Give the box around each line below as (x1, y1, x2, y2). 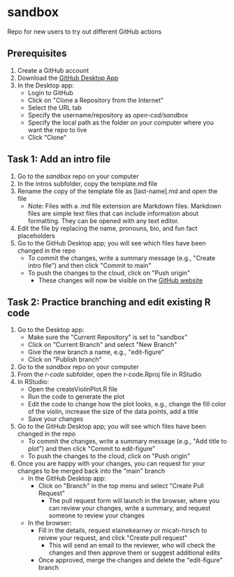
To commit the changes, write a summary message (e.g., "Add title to (27, 437, 227, 446)
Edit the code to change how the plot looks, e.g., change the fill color (27, 400, 226, 408)
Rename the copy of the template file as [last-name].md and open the (17, 187, 218, 195)
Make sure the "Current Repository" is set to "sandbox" (27, 333, 188, 341)
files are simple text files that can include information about (27, 209, 199, 218)
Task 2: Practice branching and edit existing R (7, 296, 211, 308)
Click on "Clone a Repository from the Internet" (27, 96, 164, 104)
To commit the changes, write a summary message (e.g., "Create (27, 253, 216, 262)
